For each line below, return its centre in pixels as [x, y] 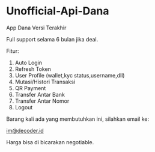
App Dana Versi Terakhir [36, 28]
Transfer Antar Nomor [42, 101]
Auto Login [29, 62]
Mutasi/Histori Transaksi [45, 82]
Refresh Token [33, 69]
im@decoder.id [25, 130]
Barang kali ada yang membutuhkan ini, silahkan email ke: [77, 119]
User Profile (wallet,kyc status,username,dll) [70, 75]
